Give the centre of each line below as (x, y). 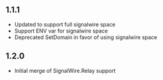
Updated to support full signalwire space (65, 24)
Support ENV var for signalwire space (61, 31)
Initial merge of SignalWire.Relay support (65, 70)
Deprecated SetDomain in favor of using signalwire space (86, 37)
